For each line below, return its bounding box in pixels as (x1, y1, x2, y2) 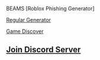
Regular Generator (6, 16, 51, 23)
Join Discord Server (6, 45, 81, 55)
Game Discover (6, 28, 44, 35)
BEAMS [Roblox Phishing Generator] (6, 5, 95, 12)
